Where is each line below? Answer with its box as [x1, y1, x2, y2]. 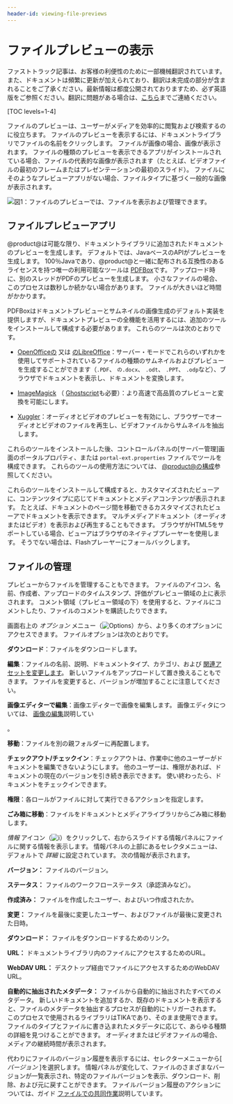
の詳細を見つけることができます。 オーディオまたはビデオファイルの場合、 [7, 1031, 221, 1039]
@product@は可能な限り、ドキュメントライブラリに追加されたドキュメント [7, 240, 224, 248]
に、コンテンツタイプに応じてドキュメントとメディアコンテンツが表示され [7, 494, 220, 503]
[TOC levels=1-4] [7, 107, 56, 115]
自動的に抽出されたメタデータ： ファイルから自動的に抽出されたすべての [7, 987, 216, 996]
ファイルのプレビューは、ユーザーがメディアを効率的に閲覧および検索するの [7, 122, 226, 130]
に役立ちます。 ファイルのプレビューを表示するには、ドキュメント [7, 130, 198, 138]
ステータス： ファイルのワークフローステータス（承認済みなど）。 [7, 881, 195, 889]
